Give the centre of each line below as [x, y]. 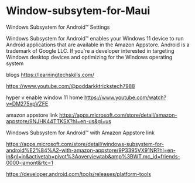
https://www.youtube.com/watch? [125, 97]
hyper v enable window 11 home [45, 97]
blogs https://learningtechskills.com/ [50, 74]
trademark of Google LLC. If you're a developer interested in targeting [90, 50]
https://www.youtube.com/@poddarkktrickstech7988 [71, 86]
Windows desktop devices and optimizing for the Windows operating [89, 57]
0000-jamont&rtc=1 [30, 162]
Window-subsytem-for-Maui [78, 11]
